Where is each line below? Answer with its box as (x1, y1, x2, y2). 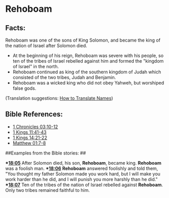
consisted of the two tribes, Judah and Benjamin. (12, 74, 116, 80)
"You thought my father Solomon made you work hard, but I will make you (5, 170, 161, 177)
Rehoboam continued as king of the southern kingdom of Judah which (12, 69, 161, 75)
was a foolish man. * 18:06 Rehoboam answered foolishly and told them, (5, 165, 158, 171)
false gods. (12, 85, 37, 91)
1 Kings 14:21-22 (12, 134, 47, 141)
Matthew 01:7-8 (12, 140, 46, 146)
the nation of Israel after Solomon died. (5, 43, 88, 49)
